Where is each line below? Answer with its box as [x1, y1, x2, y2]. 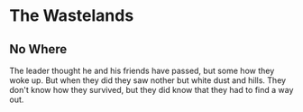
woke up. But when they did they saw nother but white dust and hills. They [9, 75, 287, 86]
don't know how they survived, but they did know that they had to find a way [9, 85, 294, 95]
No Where [9, 42, 68, 57]
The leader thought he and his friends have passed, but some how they [9, 65, 275, 76]
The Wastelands [9, 5, 134, 26]
